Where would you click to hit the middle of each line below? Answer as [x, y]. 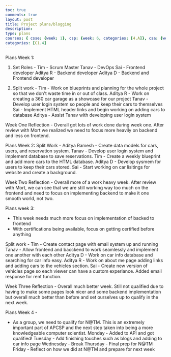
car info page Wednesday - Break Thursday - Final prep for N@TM [83, 344]
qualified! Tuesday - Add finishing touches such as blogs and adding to [87, 338]
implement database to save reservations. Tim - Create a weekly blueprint [83, 156]
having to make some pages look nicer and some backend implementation [83, 291]
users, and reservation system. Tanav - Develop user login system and [79, 151]
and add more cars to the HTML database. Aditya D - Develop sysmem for [83, 161]
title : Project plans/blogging [38, 24]
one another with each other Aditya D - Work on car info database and [79, 255]
